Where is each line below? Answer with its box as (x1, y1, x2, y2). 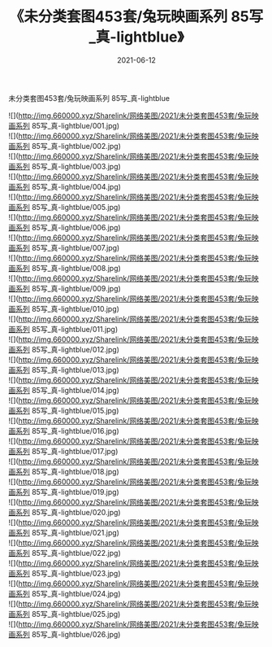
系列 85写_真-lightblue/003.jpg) (15, 161, 122, 171)
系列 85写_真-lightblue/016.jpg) (15, 426, 119, 435)
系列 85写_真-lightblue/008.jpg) (15, 263, 122, 273)
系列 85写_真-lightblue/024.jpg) (15, 588, 121, 598)
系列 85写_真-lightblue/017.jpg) (15, 446, 119, 456)
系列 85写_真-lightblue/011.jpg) (15, 324, 119, 334)
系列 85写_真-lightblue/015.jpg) (15, 405, 119, 415)
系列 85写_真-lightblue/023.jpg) (15, 568, 121, 578)
